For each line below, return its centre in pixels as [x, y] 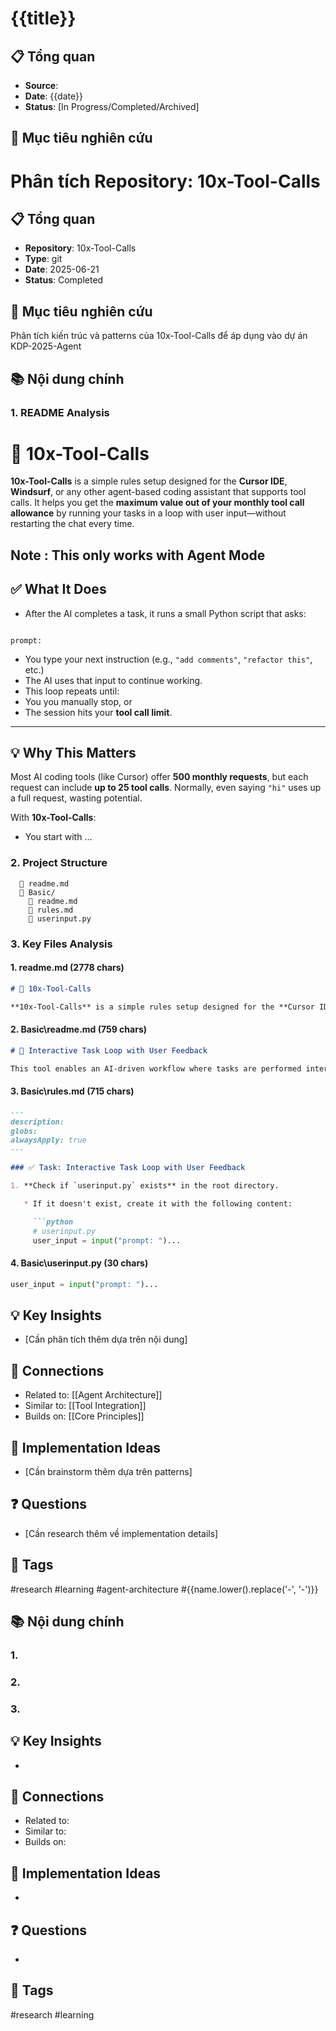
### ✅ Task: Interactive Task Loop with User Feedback [128, 1168]
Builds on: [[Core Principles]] [84, 1416]
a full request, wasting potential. [76, 798]
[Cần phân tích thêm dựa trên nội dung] [106, 1339]
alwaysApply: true [48, 1140]
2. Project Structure [59, 863]
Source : [41, 85]
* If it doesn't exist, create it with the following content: [158, 1203]
